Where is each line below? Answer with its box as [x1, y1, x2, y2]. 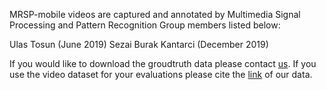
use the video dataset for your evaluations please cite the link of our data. [9, 69, 313, 80]
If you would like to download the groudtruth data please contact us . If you [9, 58, 317, 69]
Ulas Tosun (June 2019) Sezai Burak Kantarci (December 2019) [9, 39, 269, 50]
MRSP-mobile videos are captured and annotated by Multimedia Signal [9, 9, 301, 20]
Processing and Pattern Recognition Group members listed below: [9, 19, 281, 31]
